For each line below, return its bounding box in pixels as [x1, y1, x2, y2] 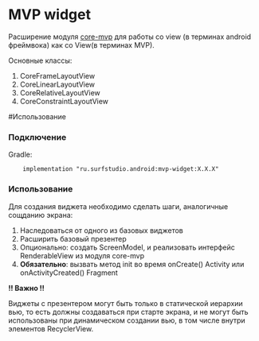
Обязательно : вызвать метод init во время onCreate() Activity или [19, 259, 245, 269]
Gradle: [8, 149, 33, 160]
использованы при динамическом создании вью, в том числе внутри [8, 316, 245, 325]
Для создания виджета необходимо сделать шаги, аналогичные [8, 201, 229, 211]
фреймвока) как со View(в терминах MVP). [8, 40, 155, 49]
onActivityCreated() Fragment [19, 268, 118, 277]
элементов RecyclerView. [8, 324, 94, 333]
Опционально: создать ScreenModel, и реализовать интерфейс [19, 242, 235, 252]
